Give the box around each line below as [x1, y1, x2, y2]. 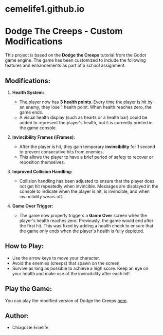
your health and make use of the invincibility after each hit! [12, 270, 130, 276]
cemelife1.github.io [5, 3, 85, 15]
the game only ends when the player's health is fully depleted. [19, 228, 145, 234]
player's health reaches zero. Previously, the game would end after [19, 218, 154, 223]
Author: [5, 312, 29, 320]
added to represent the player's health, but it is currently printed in [19, 119, 153, 125]
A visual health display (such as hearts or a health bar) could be [19, 114, 147, 120]
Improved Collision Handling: [12, 168, 72, 174]
